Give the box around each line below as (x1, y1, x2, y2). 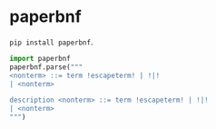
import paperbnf (9, 54, 71, 63)
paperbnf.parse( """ (9, 62, 83, 72)
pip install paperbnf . (9, 36, 93, 47)
